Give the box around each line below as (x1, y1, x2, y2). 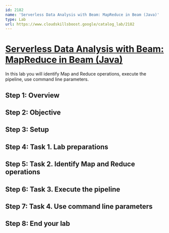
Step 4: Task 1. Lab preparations (5, 142, 109, 151)
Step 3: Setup (5, 125, 49, 134)
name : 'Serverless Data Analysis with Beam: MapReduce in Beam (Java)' (5, 12, 159, 17)
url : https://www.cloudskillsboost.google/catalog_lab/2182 (5, 21, 135, 27)
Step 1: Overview (5, 91, 60, 99)
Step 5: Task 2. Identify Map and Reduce (5, 160, 135, 169)
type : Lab (5, 17, 26, 22)
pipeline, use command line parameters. (5, 76, 89, 83)
